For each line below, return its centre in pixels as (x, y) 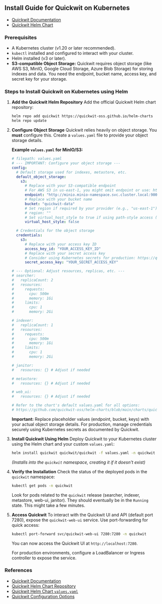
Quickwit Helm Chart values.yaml (45, 591)
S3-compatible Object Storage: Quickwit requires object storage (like (81, 64)
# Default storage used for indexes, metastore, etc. (72, 172)
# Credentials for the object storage (55, 231)
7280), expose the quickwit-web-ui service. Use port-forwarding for (80, 520)
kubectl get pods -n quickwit (42, 485)
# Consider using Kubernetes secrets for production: (80, 258)
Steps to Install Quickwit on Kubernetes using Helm (66, 92)
